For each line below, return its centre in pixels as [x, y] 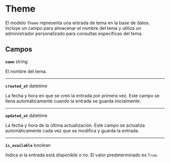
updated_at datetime [26, 115]
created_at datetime [26, 86]
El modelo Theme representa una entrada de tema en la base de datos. [78, 23]
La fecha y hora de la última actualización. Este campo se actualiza [75, 125]
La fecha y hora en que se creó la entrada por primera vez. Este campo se [82, 95]
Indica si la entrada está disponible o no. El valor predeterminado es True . [82, 155]
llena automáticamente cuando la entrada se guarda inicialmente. [73, 101]
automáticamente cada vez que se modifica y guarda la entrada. [72, 130]
